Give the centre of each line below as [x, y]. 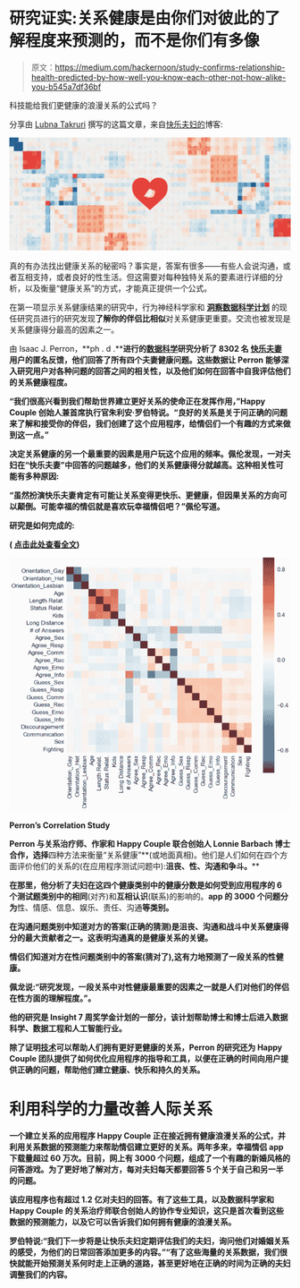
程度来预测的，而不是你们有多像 [143, 41]
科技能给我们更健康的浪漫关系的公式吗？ [83, 105]
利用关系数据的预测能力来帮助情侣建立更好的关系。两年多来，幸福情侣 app [146, 1147]
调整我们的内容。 [41, 1274]
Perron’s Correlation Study [60, 825]
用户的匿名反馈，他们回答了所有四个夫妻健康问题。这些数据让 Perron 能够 [145, 360]
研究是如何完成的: [42, 525]
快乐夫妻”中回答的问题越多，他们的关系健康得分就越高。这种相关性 [153, 465]
